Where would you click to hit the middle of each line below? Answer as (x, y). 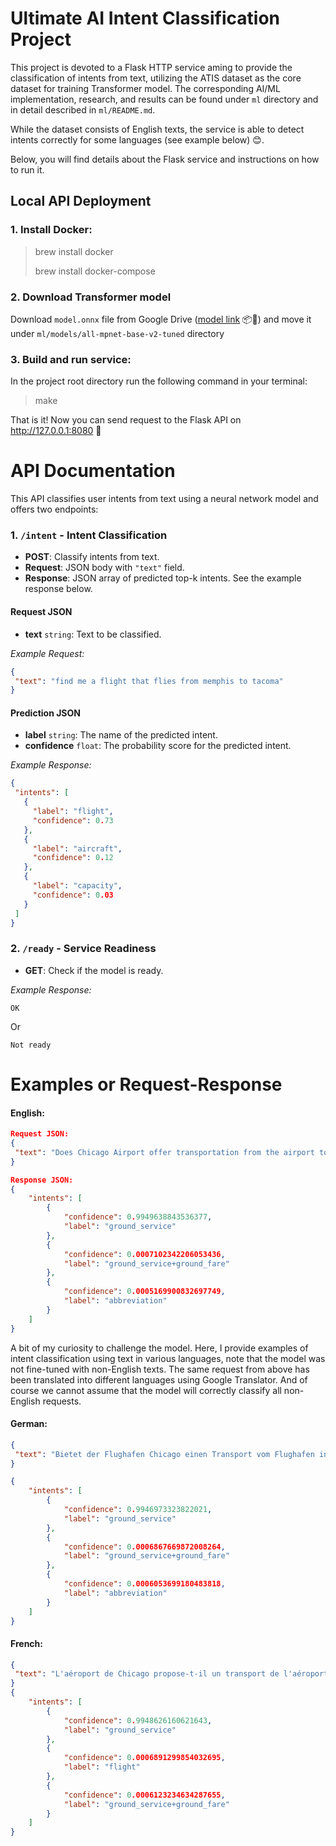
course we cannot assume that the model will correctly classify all (146, 1390)
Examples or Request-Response (146, 1084)
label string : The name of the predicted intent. (121, 735)
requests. (62, 1401)
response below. (58, 589)
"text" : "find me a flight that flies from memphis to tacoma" (149, 681)
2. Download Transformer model (91, 297)
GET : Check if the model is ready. (94, 970)
